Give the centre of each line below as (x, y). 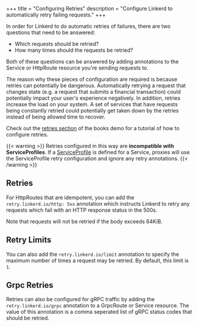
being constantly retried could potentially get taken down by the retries (92, 111)
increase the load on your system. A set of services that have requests (92, 104)
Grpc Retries (30, 285)
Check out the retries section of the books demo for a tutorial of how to (93, 128)
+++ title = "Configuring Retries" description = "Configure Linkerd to (90, 9)
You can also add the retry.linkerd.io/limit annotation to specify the (92, 254)
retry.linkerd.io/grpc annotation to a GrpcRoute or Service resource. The (98, 305)
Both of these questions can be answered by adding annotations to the (92, 62)
